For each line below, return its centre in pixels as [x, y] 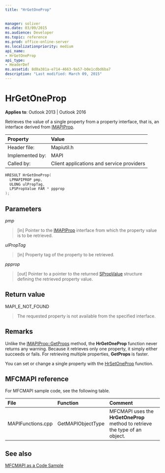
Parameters [23, 209]
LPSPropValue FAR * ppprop [37, 189]
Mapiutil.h [62, 147]
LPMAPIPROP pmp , [26, 180]
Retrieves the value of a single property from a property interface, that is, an [82, 121]
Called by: [19, 163]
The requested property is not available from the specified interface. [86, 316]
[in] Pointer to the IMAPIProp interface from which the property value [87, 230]
